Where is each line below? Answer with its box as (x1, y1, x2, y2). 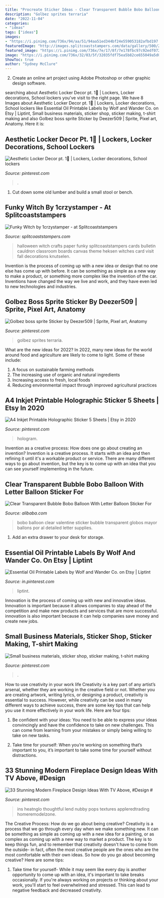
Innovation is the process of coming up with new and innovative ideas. (5, 598, 147, 603)
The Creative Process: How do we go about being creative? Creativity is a (5, 820, 154, 826)
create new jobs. (5, 619, 39, 624)
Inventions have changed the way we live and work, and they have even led (5, 278, 157, 284)
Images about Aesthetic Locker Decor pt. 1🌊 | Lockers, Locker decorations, (5, 100, 156, 106)
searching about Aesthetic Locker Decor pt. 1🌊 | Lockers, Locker (5, 90, 135, 96)
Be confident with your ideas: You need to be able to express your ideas (12, 717, 157, 723)
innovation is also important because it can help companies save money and (5, 613, 159, 619)
